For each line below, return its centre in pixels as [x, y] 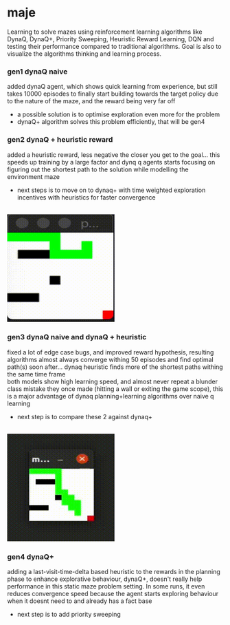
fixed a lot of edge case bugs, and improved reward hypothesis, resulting [111, 352]
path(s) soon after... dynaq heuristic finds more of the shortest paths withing [115, 367]
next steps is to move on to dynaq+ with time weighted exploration [111, 190]
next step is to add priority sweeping [69, 615]
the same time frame [36, 374]
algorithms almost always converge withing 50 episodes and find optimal [111, 359]
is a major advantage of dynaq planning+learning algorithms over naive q [111, 396]
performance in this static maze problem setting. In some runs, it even [106, 586]
